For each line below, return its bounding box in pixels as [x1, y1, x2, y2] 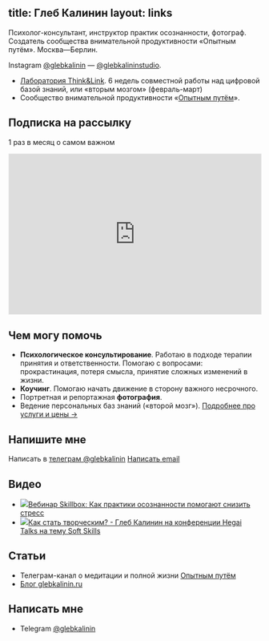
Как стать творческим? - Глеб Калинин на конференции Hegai [27, 518, 243, 527]
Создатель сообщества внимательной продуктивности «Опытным [8, 36, 236, 46]
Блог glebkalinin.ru [19, 579, 82, 588]
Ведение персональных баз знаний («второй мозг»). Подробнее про [19, 401, 256, 411]
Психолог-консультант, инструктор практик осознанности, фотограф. [8, 27, 247, 37]
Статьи [8, 549, 46, 563]
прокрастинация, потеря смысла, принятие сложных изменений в [19, 367, 248, 377]
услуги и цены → [19, 409, 78, 419]
